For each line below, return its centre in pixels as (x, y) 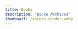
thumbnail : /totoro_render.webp (39, 19)
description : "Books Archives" (38, 14)
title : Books (19, 10)
